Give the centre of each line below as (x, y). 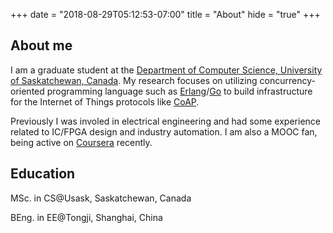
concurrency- (287, 80)
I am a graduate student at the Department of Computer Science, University (166, 70)
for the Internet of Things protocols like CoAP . (105, 101)
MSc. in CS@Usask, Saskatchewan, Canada (101, 198)
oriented (27, 91)
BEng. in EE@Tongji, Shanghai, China (86, 217)
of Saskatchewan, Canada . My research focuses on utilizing (134, 80)
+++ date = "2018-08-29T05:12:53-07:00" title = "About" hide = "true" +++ (165, 14)
